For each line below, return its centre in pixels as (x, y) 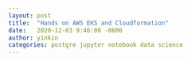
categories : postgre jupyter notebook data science (95, 45)
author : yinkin (33, 38)
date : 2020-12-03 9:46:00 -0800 (66, 30)
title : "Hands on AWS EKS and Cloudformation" (89, 23)
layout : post (30, 15)
